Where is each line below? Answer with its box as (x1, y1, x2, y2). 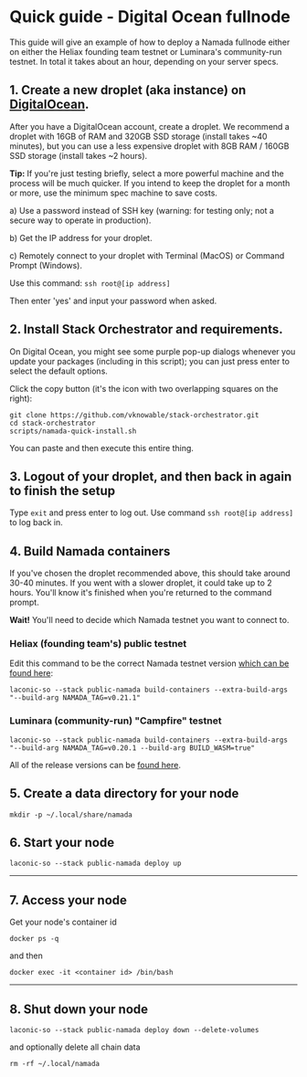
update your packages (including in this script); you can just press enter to (9, 355, 291, 366)
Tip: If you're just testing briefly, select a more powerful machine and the (9, 167, 285, 179)
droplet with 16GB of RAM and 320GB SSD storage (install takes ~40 (9, 131, 268, 142)
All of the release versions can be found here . (9, 759, 181, 770)
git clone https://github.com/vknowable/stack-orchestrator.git (9, 410, 259, 419)
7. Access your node (9, 892, 128, 908)
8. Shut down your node (9, 1001, 149, 1017)
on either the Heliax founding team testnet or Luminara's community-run (9, 46, 282, 57)
